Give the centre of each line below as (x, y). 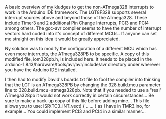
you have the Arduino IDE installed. (41, 70)
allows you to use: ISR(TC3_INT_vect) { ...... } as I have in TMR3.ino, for (78, 106)
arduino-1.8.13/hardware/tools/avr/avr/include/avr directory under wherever (83, 64)
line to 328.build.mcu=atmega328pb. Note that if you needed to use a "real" (83, 90)
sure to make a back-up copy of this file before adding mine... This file (77, 101)
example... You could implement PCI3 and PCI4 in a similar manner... (76, 111)
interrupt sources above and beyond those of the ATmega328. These (76, 18)
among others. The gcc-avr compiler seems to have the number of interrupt (83, 28)
